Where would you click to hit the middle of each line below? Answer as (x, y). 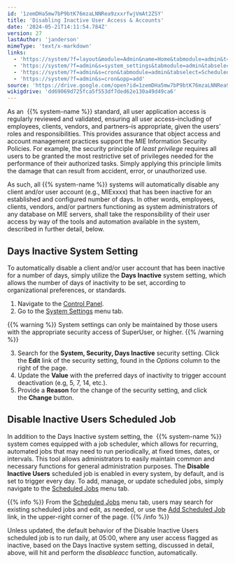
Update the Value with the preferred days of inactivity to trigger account (122, 375)
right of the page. (42, 368)
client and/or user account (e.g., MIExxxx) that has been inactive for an (109, 192)
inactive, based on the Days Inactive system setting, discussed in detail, (111, 545)
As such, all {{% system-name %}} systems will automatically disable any (113, 185)
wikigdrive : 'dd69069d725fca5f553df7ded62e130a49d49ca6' (92, 92)
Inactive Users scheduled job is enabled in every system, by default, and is (116, 473)
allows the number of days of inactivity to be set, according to (97, 282)
